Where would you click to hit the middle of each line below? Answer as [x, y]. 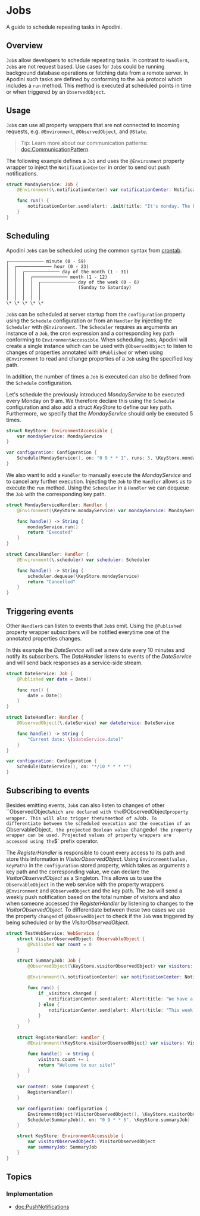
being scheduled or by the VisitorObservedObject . [68, 922]
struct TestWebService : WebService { [53, 933]
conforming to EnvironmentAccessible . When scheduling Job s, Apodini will [97, 339]
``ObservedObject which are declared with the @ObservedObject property [97, 811]
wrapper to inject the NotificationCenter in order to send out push [88, 167]
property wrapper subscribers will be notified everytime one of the [88, 632]
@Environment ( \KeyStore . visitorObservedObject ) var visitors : [106, 1043]
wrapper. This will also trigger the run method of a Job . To [82, 818]
